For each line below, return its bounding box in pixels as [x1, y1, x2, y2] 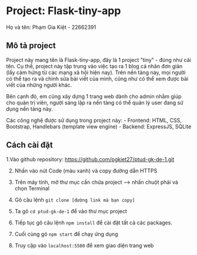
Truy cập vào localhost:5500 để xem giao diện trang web [14, 241, 154, 249]
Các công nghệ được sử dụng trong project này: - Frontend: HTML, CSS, [6, 117, 182, 124]
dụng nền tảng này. [6, 105, 53, 112]
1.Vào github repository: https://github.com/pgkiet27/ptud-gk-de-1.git [6, 155, 175, 163]
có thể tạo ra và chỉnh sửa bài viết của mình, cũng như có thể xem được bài [6, 75, 189, 82]
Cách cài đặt [6, 140, 53, 150]
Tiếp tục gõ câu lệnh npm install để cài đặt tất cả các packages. [14, 219, 172, 226]
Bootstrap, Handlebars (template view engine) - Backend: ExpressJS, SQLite [6, 122, 192, 130]
